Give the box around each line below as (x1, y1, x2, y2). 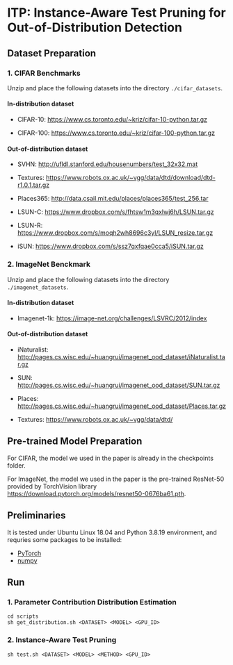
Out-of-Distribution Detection (7, 19, 183, 35)
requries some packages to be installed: (7, 535, 122, 543)
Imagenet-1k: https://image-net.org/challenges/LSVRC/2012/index (17, 314, 207, 322)
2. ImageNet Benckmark (7, 259, 91, 269)
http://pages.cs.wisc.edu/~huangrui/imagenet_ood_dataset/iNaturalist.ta (17, 352, 226, 361)
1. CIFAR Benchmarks (7, 68, 81, 78)
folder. (7, 461, 26, 470)
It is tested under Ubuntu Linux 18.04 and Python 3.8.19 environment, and (7, 528, 217, 536)
